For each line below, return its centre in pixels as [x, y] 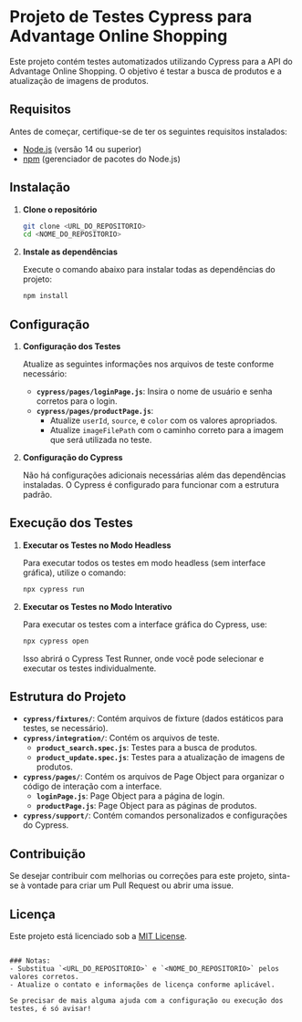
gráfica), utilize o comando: [74, 573]
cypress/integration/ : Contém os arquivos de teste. [121, 738]
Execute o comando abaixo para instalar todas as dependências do [149, 270]
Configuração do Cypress [73, 457]
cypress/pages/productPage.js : [95, 411]
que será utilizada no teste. [101, 440]
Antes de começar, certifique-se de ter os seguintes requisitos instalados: [148, 131]
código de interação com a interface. [92, 787]
